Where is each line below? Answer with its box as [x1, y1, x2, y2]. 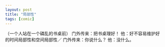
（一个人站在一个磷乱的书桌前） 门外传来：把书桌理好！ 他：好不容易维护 [5, 31, 156, 37]
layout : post [5, 7, 32, 12]
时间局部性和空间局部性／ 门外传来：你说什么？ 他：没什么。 [9, 37, 134, 43]
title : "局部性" [5, 12, 37, 17]
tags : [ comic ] [5, 16, 35, 21]
